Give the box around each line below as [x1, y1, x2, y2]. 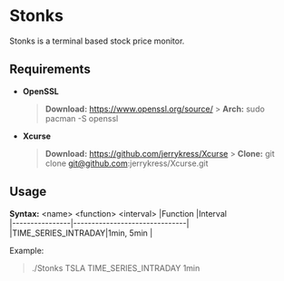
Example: [9, 245, 44, 256]
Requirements [9, 62, 91, 77]
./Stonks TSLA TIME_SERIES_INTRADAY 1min [31, 262, 201, 273]
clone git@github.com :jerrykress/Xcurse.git [44, 158, 209, 169]
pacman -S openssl [44, 112, 119, 123]
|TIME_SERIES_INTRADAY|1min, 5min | [9, 228, 153, 238]
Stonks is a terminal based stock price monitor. [9, 35, 185, 46]
